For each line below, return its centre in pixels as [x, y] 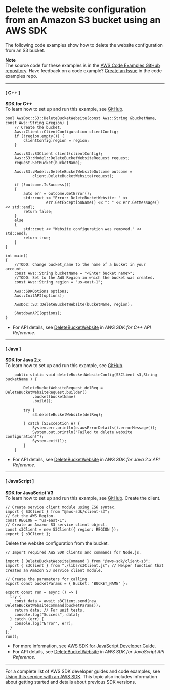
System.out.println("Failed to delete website [82, 432]
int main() [17, 256]
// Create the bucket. [38, 128]
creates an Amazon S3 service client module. [54, 570]
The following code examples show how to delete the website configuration [84, 45]
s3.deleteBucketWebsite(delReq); [67, 415]
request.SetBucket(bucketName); [48, 163]
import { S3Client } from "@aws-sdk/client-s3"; [57, 512]
